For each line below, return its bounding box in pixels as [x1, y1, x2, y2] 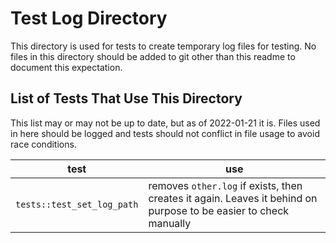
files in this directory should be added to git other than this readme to [10, 50, 296, 62]
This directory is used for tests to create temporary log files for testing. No [10, 40, 317, 52]
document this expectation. [10, 61, 123, 73]
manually [148, 216, 192, 230]
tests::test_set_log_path [15, 198, 139, 210]
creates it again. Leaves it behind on [148, 191, 318, 205]
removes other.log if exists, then [148, 178, 303, 192]
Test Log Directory [10, 7, 168, 30]
